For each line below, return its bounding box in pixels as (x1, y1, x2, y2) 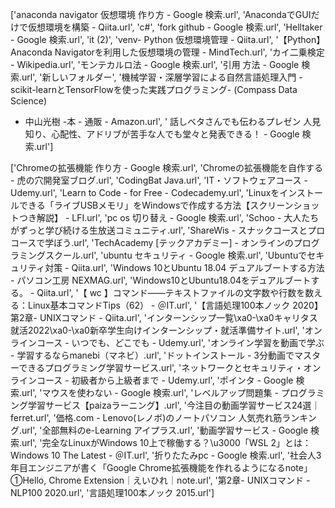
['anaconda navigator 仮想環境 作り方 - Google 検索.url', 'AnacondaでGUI (10, 9, 312, 20)
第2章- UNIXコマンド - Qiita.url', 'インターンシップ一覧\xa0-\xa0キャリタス (10, 312, 318, 323)
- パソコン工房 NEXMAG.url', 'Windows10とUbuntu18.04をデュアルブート (10, 274, 312, 286)
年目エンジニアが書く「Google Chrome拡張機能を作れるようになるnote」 (10, 462, 313, 473)
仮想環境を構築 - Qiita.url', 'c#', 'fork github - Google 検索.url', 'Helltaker (27, 21, 323, 33)
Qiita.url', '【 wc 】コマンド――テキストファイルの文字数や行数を (36, 287, 306, 298)
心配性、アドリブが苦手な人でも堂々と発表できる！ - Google (51, 128, 300, 140)
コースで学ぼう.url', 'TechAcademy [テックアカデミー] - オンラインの (10, 237, 294, 248)
